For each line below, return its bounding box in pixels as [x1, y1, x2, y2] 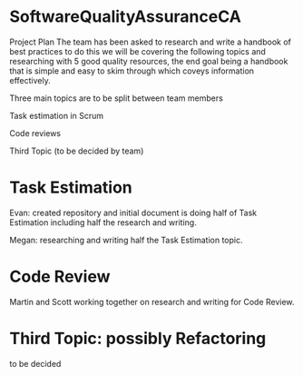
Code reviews [9, 127, 62, 138]
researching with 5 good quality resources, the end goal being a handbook [9, 55, 288, 66]
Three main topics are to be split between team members [9, 93, 224, 104]
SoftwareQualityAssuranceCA [9, 6, 242, 27]
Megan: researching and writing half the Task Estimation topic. [9, 234, 243, 245]
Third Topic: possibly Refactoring [9, 329, 267, 349]
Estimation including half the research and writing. [9, 216, 197, 228]
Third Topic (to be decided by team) [9, 145, 144, 156]
